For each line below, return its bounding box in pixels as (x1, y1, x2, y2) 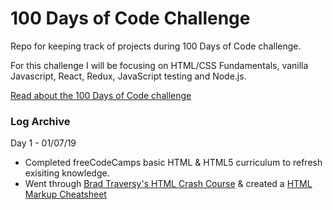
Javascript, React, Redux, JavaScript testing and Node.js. (10, 70, 247, 82)
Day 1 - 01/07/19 (10, 137, 77, 149)
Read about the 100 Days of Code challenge (10, 89, 192, 101)
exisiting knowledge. (24, 167, 110, 179)
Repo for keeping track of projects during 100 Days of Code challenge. (10, 40, 302, 52)
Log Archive (10, 114, 71, 128)
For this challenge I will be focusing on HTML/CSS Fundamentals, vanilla (10, 59, 309, 71)
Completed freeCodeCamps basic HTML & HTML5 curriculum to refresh (24, 157, 323, 169)
